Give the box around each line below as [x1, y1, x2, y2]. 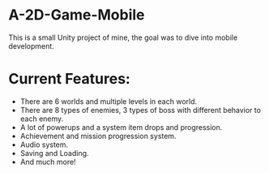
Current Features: [8, 70, 131, 89]
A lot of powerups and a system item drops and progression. [19, 122, 223, 132]
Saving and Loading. [19, 148, 89, 158]
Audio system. [19, 140, 69, 149]
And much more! [19, 157, 76, 167]
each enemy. [19, 114, 64, 123]
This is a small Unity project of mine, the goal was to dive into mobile [8, 32, 238, 42]
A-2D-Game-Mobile [8, 6, 145, 24]
